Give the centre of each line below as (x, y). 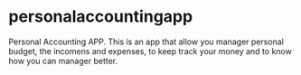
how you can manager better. (63, 61)
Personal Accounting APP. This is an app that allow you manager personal (146, 42)
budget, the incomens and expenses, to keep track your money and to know (150, 51)
